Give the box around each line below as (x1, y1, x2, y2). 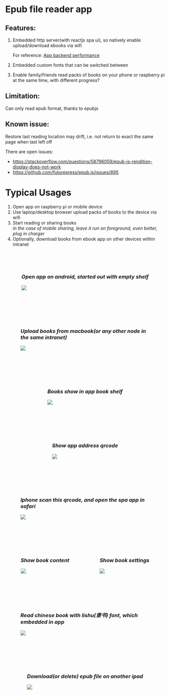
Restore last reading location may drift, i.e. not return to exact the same (5, 133, 153, 140)
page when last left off (5, 139, 52, 145)
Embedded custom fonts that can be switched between (12, 62, 129, 68)
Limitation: (5, 92, 40, 101)
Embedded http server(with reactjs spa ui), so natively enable (12, 37, 141, 43)
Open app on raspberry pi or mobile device (12, 203, 103, 209)
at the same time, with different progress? (12, 77, 100, 83)
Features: (5, 24, 36, 32)
